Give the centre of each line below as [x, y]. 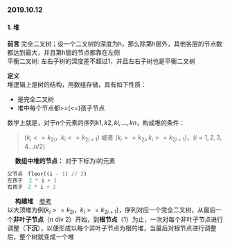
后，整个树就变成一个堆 [41, 237]
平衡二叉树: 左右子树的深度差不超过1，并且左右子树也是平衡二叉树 [101, 61]
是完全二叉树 [35, 99]
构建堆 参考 [33, 201]
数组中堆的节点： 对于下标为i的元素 [65, 160]
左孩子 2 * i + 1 [32, 180]
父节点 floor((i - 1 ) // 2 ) [47, 174]
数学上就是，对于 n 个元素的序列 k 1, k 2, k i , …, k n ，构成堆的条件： [96, 123]
